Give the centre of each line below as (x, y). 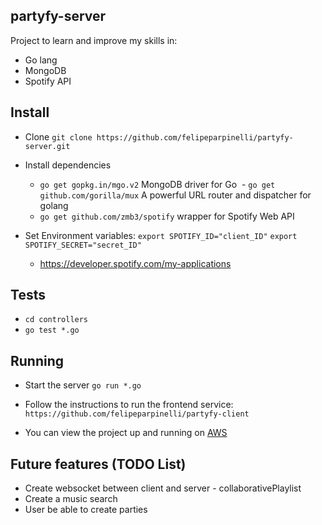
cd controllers (56, 320)
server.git (47, 146)
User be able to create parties (86, 510)
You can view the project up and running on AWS (126, 433)
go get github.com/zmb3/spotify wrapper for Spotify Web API (167, 216)
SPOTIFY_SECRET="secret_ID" (83, 245)
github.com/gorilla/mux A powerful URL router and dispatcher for (175, 195)
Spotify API (48, 81)
